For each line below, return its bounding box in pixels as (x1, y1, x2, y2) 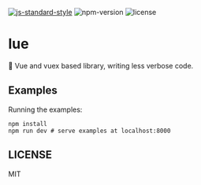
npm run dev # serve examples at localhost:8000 (8, 127, 171, 135)
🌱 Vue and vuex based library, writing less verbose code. (8, 61, 194, 70)
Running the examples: (8, 105, 83, 114)
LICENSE (8, 148, 53, 161)
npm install (8, 120, 47, 128)
